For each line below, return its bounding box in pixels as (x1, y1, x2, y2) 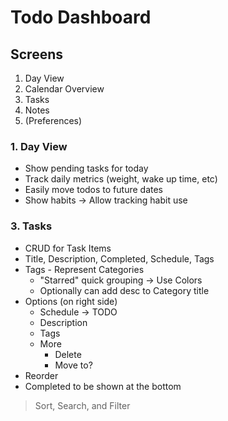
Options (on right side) (24, 295, 118, 307)
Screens (10, 46, 63, 63)
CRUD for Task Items (24, 242, 112, 254)
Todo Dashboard (10, 6, 152, 29)
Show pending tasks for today (24, 162, 149, 175)
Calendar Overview (24, 83, 105, 95)
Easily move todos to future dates (24, 184, 163, 196)
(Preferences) (24, 115, 83, 126)
